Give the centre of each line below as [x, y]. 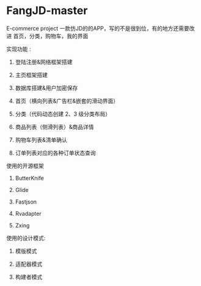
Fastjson [26, 202]
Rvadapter [28, 213]
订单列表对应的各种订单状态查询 [55, 153]
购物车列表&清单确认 [41, 140]
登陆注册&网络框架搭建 [44, 62]
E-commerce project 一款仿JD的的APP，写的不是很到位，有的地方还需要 [98, 28]
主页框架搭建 [31, 75]
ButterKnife [29, 178]
